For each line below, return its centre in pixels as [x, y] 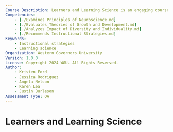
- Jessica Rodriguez [37, 77]
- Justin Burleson [34, 91]
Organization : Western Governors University [54, 53]
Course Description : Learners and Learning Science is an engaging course [87, 10]
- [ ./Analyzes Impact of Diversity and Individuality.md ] [78, 29]
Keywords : [16, 39]
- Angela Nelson [32, 82]
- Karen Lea [27, 86]
